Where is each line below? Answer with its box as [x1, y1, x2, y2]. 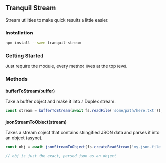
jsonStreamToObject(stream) [5, 119, 67, 125]
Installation [5, 29, 34, 36]
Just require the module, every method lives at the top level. [5, 64, 128, 69]
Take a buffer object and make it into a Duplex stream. [5, 98, 116, 105]
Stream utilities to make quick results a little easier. [5, 17, 109, 23]
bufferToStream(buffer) [5, 88, 55, 94]
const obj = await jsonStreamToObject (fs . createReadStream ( [5, 145, 132, 150]
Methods [5, 76, 28, 83]
